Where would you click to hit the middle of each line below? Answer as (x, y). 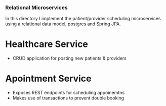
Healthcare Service (47, 44)
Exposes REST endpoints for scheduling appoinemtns (69, 93)
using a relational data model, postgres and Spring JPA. (63, 24)
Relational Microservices (36, 8)
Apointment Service (48, 78)
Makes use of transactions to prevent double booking (68, 98)
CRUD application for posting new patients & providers (70, 58)
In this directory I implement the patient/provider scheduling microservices (83, 19)
